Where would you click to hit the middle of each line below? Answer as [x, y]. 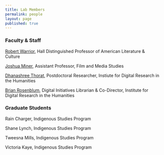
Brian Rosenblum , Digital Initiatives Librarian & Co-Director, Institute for [77, 90]
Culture [13, 56]
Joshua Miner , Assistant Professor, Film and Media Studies [65, 66]
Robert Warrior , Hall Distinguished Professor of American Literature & [75, 51]
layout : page [18, 19]
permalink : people [24, 14]
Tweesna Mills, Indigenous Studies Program [49, 137]
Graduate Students [28, 108]
